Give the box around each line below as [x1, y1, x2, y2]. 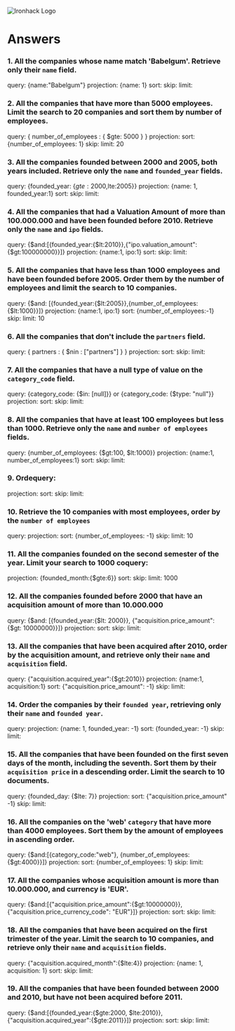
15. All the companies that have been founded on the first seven [7, 749, 229, 759]
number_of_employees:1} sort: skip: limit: [7, 455, 126, 464]
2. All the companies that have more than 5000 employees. [7, 98, 213, 108]
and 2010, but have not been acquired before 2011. [7, 992, 183, 1002]
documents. [7, 776, 50, 786]
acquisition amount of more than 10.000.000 [7, 600, 163, 610]
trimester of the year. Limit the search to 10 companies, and [7, 934, 214, 944]
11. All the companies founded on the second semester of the [7, 549, 220, 559]
